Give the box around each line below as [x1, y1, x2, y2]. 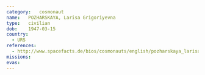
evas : [6, 59, 20, 65]
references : [6, 43, 37, 49]
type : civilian [6, 20, 51, 26]
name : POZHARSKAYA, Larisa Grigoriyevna [6, 15, 116, 21]
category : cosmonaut [6, 8, 64, 15]
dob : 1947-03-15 [6, 25, 56, 32]
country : [6, 31, 29, 37]
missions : [6, 54, 32, 60]
